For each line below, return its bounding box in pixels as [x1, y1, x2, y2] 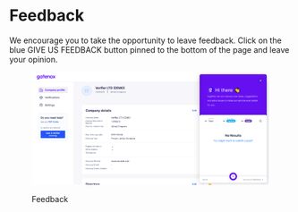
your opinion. [9, 54, 58, 64]
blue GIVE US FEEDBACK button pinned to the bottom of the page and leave [9, 44, 290, 55]
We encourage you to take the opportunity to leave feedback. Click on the [9, 35, 282, 46]
